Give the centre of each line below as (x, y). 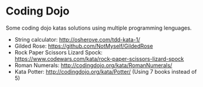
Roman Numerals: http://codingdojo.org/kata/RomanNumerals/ (93, 65)
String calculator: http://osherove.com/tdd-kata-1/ (77, 39)
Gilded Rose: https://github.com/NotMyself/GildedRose (84, 46)
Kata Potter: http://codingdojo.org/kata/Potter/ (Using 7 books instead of (105, 71)
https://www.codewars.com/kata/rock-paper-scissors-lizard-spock (99, 59)
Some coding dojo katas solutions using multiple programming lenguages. (99, 28)
